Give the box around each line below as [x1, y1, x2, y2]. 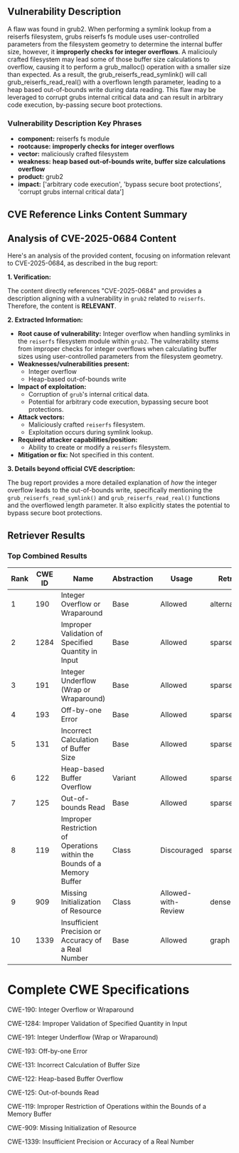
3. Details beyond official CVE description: [7, 464, 135, 473]
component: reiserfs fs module [17, 135, 110, 143]
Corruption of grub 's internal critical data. [28, 390, 149, 399]
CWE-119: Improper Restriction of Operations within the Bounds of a [7, 1102, 206, 1110]
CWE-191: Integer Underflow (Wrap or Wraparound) [7, 1032, 159, 1041]
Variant [112, 773, 137, 783]
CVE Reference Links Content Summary [7, 208, 188, 220]
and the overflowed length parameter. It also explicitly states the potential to [7, 501, 230, 509]
